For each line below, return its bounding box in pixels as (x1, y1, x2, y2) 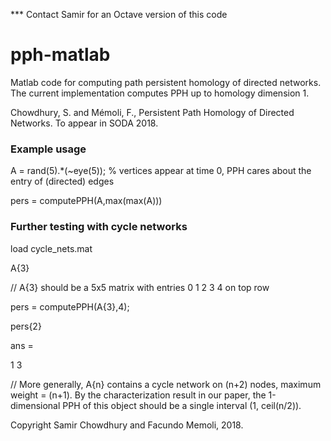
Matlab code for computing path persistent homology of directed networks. (10, 76, 322, 88)
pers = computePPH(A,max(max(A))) (10, 195, 163, 207)
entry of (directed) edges (10, 175, 115, 188)
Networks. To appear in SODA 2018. (10, 117, 159, 129)
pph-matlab (10, 44, 111, 66)
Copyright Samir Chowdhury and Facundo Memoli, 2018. (10, 419, 244, 431)
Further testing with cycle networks (10, 220, 188, 234)
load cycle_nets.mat (10, 242, 93, 254)
